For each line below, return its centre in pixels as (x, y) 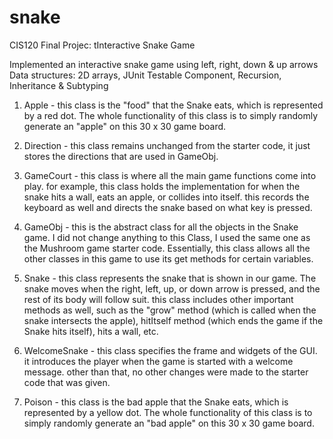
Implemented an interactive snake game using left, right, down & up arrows (164, 64)
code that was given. (67, 382)
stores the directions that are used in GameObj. (121, 156)
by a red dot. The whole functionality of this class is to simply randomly (171, 115)
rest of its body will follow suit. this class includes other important (158, 299)
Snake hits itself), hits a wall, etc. (91, 331)
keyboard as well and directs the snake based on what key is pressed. (168, 207)
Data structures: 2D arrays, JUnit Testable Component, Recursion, (145, 75)
